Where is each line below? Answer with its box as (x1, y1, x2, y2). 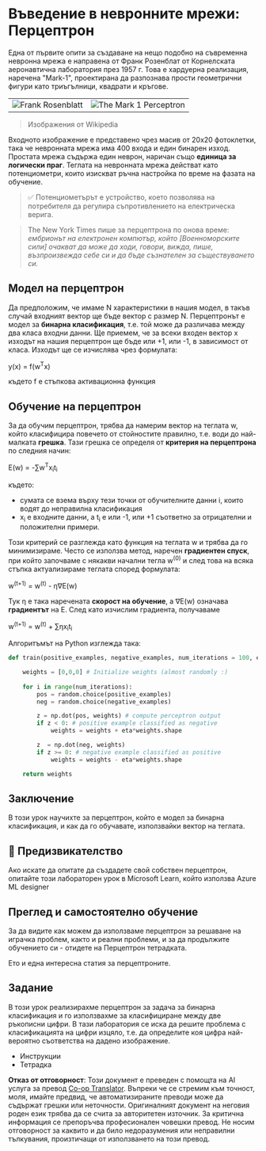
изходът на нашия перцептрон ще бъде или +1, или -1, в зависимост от (8, 336, 249, 345)
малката (8, 437, 37, 448)
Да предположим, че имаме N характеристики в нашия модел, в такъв (8, 303, 251, 312)
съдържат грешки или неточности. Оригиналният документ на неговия (8, 1100, 250, 1110)
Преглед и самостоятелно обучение (8, 905, 199, 919)
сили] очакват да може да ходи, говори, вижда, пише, (27, 242, 214, 251)
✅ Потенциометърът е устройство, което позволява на (27, 192, 215, 202)
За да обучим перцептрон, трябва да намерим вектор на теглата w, (8, 421, 238, 430)
